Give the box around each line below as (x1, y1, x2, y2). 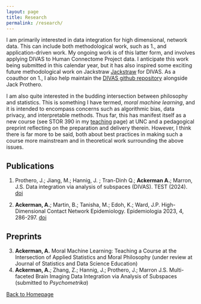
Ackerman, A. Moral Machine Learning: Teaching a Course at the (14, 247, 177, 254)
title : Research (6, 14, 47, 20)
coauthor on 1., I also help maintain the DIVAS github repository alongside (6, 74, 188, 82)
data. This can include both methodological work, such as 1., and (6, 43, 167, 50)
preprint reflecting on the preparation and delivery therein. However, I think (6, 124, 191, 132)
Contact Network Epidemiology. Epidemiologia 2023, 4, (47, 207, 184, 215)
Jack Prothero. (6, 81, 43, 88)
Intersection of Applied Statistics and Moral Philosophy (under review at (14, 254, 193, 261)
